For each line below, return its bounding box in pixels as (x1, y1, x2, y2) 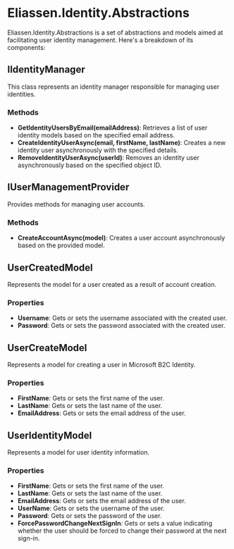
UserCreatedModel (7, 261, 93, 273)
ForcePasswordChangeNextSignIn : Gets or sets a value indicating (17, 519, 213, 528)
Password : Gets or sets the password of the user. (17, 512, 162, 520)
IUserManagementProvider (7, 181, 130, 193)
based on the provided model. (17, 241, 106, 249)
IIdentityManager (7, 63, 86, 75)
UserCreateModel (7, 342, 87, 354)
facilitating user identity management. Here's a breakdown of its (7, 35, 194, 44)
